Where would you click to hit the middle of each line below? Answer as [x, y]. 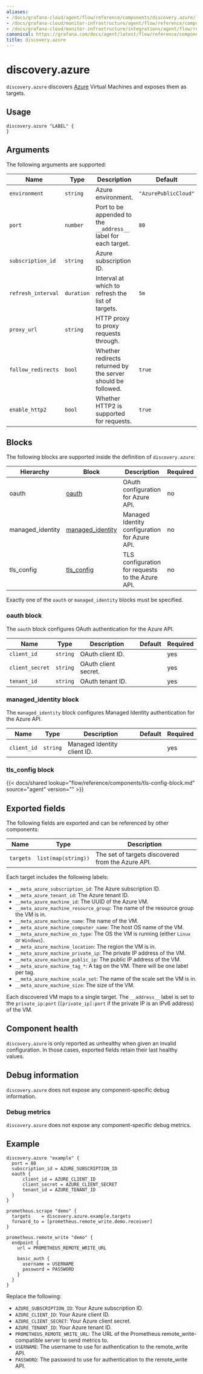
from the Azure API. [123, 862]
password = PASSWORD [48, 1269]
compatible [29, 1340]
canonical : [20, 34]
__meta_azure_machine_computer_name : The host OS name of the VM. [99, 927]
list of [104, 301]
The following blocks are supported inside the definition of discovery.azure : [101, 457]
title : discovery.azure [36, 40]
